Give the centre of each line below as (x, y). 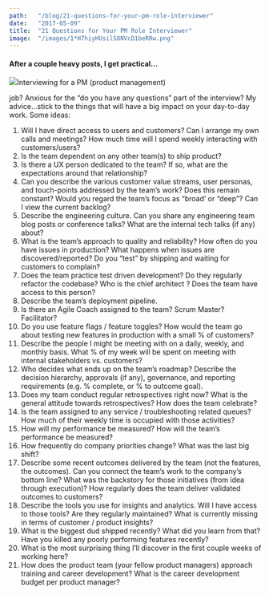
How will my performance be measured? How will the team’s (120, 429)
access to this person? (58, 293)
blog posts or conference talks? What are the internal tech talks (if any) (138, 225)
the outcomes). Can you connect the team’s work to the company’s (131, 472)
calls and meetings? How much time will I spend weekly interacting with (139, 139)
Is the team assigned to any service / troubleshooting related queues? (136, 412)
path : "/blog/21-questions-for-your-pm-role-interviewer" (112, 16)
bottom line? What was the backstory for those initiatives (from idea (132, 480)
